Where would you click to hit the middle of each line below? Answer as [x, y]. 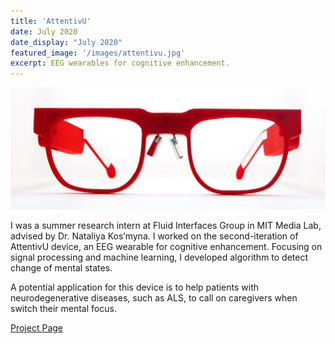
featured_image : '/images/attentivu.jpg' [98, 53]
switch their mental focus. [63, 309]
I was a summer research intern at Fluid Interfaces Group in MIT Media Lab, [166, 226]
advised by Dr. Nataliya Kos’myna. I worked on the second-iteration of [154, 236]
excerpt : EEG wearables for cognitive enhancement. [120, 63]
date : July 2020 [44, 31]
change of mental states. [61, 268]
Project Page [36, 328]
